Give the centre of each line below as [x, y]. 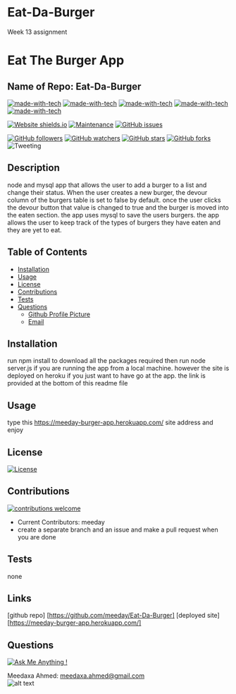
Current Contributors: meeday [61, 522]
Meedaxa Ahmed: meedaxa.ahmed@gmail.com [76, 676]
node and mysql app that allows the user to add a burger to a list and [107, 185]
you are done [37, 537]
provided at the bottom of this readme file [68, 383]
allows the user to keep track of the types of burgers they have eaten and [114, 222]
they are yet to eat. [35, 229]
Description [33, 168]
